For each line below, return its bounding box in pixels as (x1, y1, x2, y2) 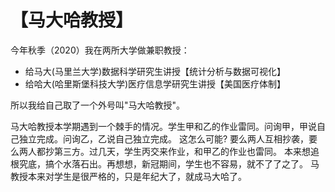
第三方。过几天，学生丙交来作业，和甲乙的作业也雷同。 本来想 (53, 145, 311, 157)
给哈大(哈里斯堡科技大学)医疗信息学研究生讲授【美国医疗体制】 (24, 77, 287, 90)
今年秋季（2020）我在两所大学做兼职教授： (10, 44, 190, 56)
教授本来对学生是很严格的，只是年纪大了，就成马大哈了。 (10, 170, 247, 182)
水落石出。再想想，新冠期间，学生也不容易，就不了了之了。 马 (62, 157, 320, 170)
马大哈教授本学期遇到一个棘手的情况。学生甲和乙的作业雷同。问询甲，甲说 (10, 120, 317, 132)
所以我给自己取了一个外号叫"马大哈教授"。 (10, 99, 186, 111)
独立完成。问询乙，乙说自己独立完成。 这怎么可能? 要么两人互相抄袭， (18, 132, 310, 145)
